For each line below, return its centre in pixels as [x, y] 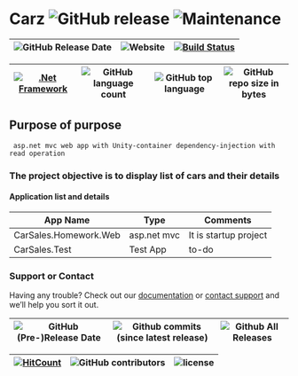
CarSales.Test [43, 249]
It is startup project [228, 235]
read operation [37, 153]
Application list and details [59, 197]
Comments [227, 220]
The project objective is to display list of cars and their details [145, 176]
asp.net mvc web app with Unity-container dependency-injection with [144, 145]
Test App [148, 249]
